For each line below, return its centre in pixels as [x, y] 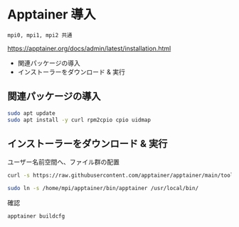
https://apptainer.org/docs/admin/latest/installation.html [89, 48]
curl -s [19, 176]
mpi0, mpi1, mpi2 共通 [40, 35]
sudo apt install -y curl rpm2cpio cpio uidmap [79, 120]
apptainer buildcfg [36, 216]
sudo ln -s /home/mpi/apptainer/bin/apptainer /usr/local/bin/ [103, 189]
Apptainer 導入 [52, 15]
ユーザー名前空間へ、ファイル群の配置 [63, 162]
